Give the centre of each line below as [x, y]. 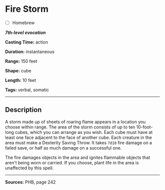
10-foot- [145, 127]
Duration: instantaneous [30, 52]
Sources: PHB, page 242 [30, 182]
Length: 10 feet [21, 80]
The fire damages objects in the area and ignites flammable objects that [78, 157]
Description [23, 110]
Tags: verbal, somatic [27, 90]
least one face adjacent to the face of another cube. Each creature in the [79, 137]
